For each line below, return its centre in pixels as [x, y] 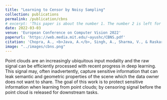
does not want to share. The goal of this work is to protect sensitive [74, 82]
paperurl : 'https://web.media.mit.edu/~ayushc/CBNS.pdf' [65, 38]
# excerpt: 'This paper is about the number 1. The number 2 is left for [83, 24]
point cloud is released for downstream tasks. [52, 92]
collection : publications [32, 14]
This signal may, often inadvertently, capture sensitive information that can [82, 71]
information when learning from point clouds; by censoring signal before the [83, 87]
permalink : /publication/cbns [37, 19]
